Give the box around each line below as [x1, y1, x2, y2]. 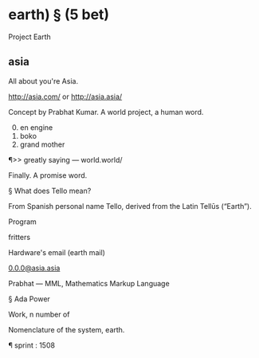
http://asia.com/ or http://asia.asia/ [8, 92, 123, 101]
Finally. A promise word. [8, 170, 88, 180]
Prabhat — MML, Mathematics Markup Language [8, 278, 170, 288]
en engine [19, 122, 53, 132]
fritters [8, 232, 30, 242]
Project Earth [8, 32, 52, 41]
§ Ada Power [8, 293, 50, 304]
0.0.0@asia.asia [8, 263, 61, 273]
